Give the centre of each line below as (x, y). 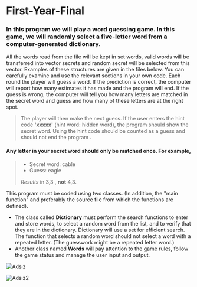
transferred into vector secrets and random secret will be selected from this (98, 63)
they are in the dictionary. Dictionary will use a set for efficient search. (100, 230)
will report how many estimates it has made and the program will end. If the (98, 88)
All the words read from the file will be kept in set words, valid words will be (98, 57)
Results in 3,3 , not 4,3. (48, 182)
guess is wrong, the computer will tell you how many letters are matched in (97, 94)
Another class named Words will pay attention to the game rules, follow (101, 249)
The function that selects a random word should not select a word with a (103, 236)
